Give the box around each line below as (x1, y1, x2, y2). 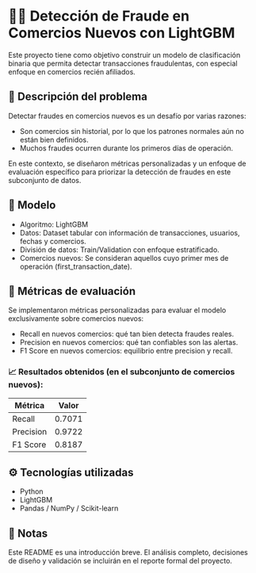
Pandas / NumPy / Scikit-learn (19, 503, 119, 514)
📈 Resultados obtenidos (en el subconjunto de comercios (8, 366, 235, 377)
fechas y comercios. (19, 236, 87, 246)
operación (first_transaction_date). (19, 262, 132, 271)
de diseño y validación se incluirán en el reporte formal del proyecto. (8, 556, 232, 566)
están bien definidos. (19, 135, 89, 144)
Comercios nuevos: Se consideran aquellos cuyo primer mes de (19, 253, 229, 262)
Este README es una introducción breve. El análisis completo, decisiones (8, 548, 248, 557)
